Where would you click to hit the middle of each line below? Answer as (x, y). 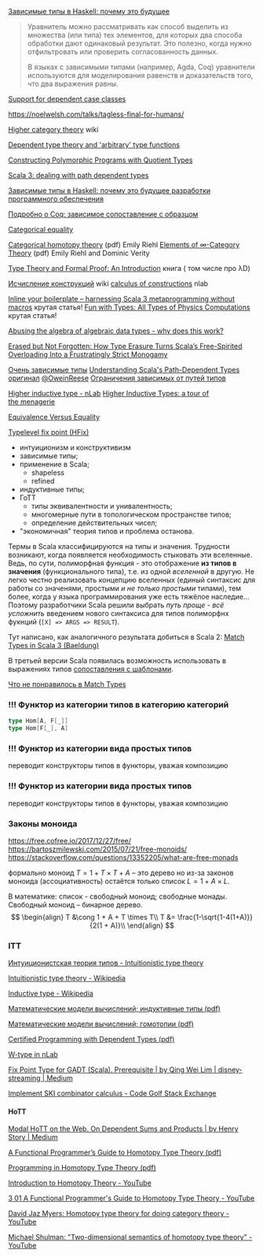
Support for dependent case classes (67, 99)
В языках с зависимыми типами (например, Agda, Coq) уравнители (141, 67)
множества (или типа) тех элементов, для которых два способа (135, 35)
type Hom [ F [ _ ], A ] (38, 729)
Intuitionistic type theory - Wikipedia (67, 978)
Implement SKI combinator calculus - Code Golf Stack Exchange (112, 1093)
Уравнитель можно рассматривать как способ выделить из (128, 26)
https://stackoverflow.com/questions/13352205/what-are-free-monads (123, 857)
